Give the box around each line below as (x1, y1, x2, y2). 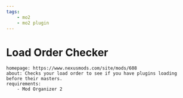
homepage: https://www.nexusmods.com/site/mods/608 (6, 65, 137, 72)
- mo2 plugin (17, 20, 49, 26)
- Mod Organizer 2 (17, 86, 63, 93)
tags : (6, 8, 20, 15)
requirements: (6, 81, 42, 87)
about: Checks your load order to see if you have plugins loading (6, 71, 178, 76)
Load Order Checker (6, 45, 108, 59)
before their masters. (6, 76, 63, 82)
